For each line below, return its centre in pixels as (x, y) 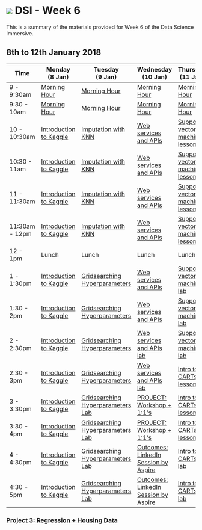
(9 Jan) (106, 77)
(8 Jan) (58, 77)
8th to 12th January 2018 (54, 53)
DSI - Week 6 (48, 11)
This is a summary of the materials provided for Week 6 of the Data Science (100, 27)
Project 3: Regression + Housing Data (62, 520)
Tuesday (106, 69)
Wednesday (155, 69)
